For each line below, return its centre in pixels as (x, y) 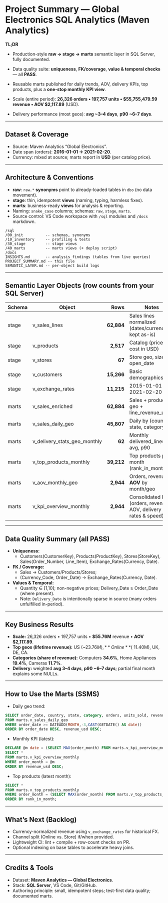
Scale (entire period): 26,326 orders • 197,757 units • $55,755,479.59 (85, 99)
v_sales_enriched (52, 406)
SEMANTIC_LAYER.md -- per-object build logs (52, 265)
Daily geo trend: (29, 706)
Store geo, (141, 357)
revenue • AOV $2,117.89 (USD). (46, 104)
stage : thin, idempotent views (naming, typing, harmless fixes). (78, 200)
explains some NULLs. (35, 674)
